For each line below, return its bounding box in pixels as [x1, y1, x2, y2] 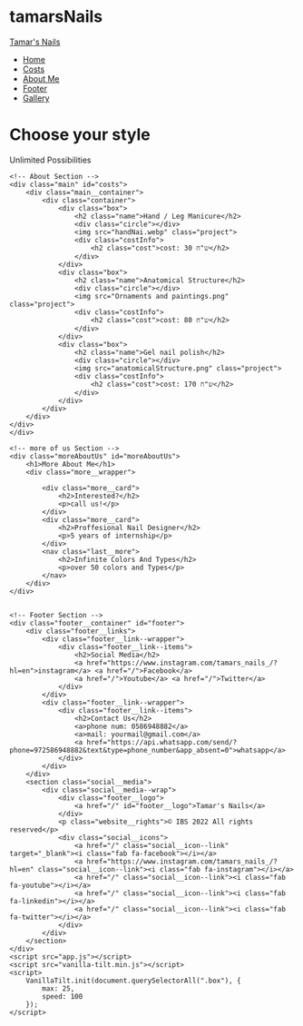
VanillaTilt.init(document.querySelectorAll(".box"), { [25, 976, 242, 985]
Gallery [22, 93, 50, 104]
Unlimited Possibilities [9, 154, 92, 165]
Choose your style [9, 124, 151, 145]
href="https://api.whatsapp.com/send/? [86, 737, 238, 746]
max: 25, [42, 983, 75, 993]
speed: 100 [42, 991, 83, 1001]
